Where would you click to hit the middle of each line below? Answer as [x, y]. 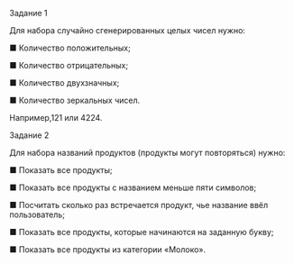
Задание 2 [29, 135]
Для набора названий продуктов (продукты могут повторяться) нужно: [147, 153]
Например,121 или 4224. [56, 118]
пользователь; [37, 214]
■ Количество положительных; [70, 48]
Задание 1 [28, 13]
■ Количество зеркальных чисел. [75, 100]
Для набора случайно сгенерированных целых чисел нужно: [128, 30]
